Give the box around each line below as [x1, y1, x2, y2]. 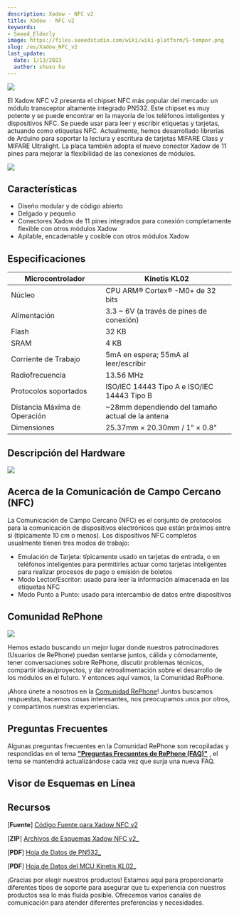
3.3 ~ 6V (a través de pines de [105, 307, 208, 317]
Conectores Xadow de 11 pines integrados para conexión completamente [17, 217, 232, 225]
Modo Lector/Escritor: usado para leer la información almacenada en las [17, 575, 230, 583]
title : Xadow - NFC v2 [7, 17, 75, 24]
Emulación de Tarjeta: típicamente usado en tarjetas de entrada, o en [17, 552, 221, 560]
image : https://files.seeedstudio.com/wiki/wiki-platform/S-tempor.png [7, 37, 224, 44]
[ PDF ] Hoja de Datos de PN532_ [7, 848, 102, 856]
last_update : [7, 51, 46, 58]
